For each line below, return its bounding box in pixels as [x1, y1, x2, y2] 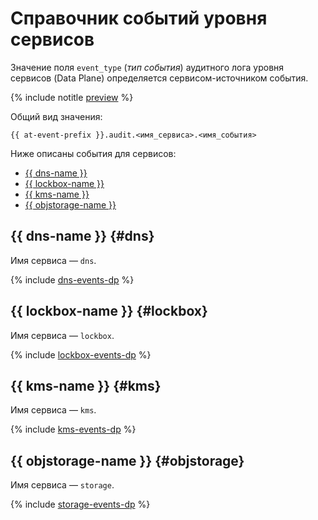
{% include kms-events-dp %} [10, 423, 137, 436]
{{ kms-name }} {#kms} [10, 377, 162, 394]
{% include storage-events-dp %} [10, 498, 151, 511]
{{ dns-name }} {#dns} [10, 228, 155, 245]
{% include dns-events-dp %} [10, 273, 135, 286]
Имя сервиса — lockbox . [10, 329, 115, 341]
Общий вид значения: [10, 110, 103, 122]
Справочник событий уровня [10, 7, 268, 30]
